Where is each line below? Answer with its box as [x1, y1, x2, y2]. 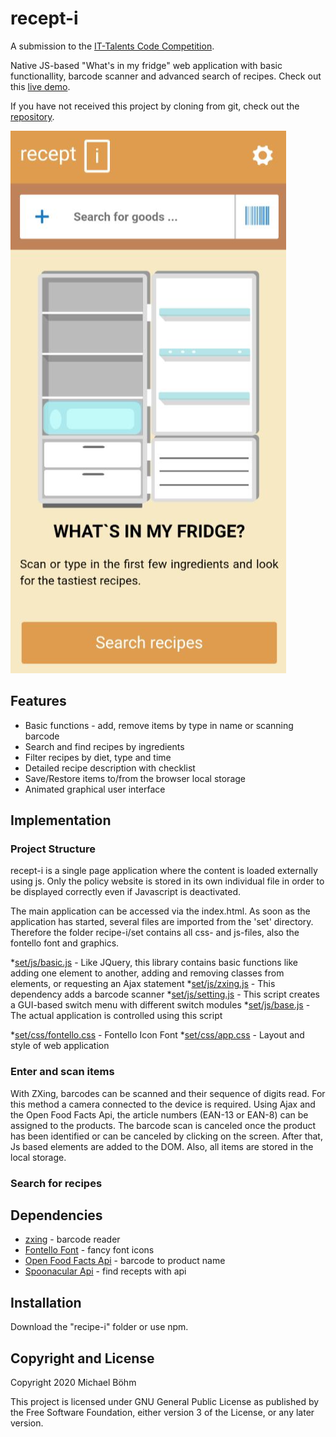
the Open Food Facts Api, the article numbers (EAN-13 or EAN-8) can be [10, 1108, 309, 1121]
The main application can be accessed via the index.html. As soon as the [10, 905, 311, 917]
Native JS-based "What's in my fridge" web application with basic [10, 59, 283, 71]
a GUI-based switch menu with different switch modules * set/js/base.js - [10, 999, 311, 1011]
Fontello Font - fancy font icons [24, 1244, 155, 1256]
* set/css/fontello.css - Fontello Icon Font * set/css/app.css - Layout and [10, 1029, 305, 1041]
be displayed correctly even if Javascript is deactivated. [10, 886, 242, 898]
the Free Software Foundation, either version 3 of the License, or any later [10, 1407, 315, 1419]
